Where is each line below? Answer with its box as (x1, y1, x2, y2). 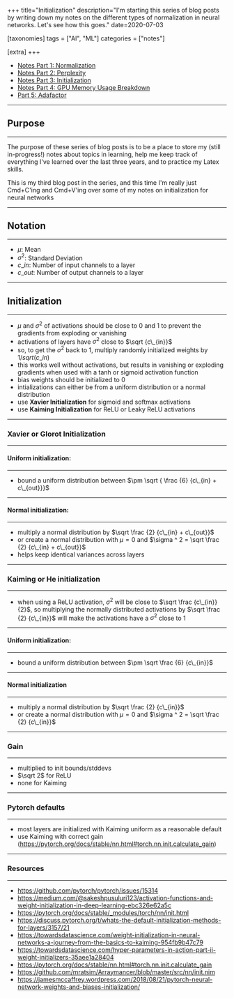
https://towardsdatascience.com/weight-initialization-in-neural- (17, 930, 201, 939)
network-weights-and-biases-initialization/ (17, 983, 141, 991)
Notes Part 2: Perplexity (17, 69, 86, 77)
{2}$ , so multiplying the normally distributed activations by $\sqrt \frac (17, 605, 221, 613)
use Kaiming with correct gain (17, 833, 104, 841)
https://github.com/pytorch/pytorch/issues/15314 (17, 886, 159, 895)
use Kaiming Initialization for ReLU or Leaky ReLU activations (17, 405, 196, 414)
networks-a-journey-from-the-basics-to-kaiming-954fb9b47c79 (17, 938, 204, 946)
